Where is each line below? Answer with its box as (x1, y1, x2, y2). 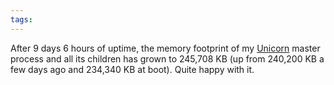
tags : (10, 14, 33, 25)
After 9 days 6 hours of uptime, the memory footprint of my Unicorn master (10, 42, 321, 54)
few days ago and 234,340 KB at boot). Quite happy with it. (10, 63, 255, 75)
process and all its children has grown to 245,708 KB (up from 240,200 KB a (10, 52, 325, 65)
